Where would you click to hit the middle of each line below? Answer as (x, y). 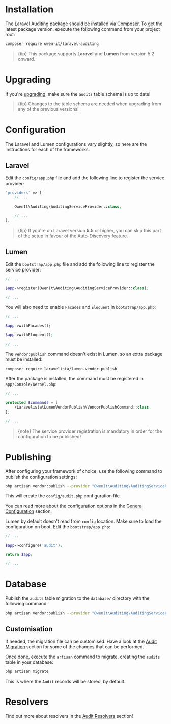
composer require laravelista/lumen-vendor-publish (61, 369)
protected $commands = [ (32, 402)
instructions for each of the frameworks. (48, 149)
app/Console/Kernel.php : (31, 384)
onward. (26, 59)
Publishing (28, 457)
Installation (30, 9)
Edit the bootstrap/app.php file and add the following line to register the (80, 264)
